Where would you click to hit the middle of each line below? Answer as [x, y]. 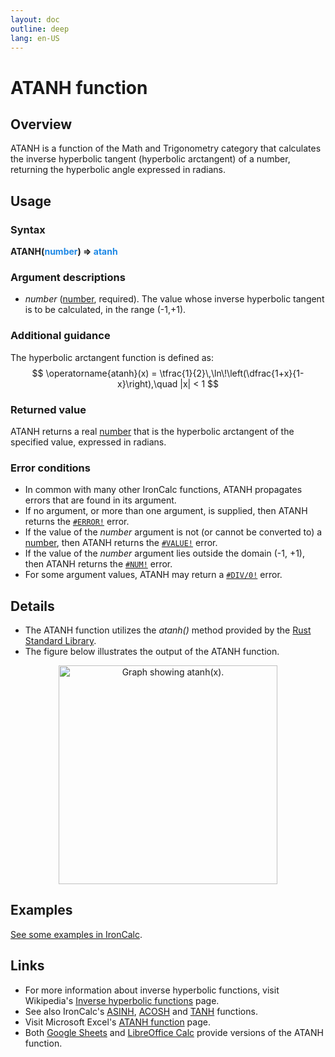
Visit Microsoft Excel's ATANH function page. [117, 1022]
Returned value [48, 409]
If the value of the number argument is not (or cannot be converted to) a [173, 532]
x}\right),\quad [147, 383]
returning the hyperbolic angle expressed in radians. [118, 170]
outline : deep [40, 29]
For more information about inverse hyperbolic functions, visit [152, 990]
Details [32, 606]
